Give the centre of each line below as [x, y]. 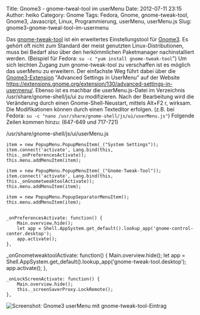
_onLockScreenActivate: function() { [53, 279]
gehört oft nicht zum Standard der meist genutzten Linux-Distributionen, [95, 46]
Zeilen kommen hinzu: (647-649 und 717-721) [62, 122]
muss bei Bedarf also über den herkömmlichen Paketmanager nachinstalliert [100, 52]
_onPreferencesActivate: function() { [54, 218]
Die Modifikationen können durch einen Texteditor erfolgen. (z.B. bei [90, 109]
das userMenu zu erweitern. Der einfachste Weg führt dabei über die [91, 71]
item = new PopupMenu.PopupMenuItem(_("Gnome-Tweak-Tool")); [84, 171]
